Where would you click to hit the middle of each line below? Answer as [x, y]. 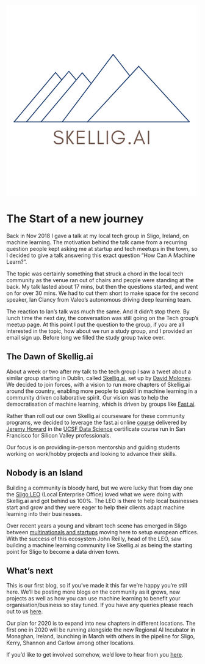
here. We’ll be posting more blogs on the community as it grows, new [93, 592]
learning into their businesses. [44, 513]
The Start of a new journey [75, 219]
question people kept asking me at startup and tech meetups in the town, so [102, 248]
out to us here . [25, 611]
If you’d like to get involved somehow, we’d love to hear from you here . [95, 655]
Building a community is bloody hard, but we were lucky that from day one [100, 488]
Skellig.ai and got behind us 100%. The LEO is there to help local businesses [102, 501]
